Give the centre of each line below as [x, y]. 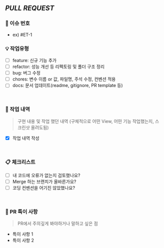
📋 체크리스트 [20, 162]
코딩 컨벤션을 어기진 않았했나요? [44, 188]
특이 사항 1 [23, 234]
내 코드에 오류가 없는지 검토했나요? [46, 175]
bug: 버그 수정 [26, 73]
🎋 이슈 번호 [17, 23]
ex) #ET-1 [22, 34]
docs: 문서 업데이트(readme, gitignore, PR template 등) [68, 85]
